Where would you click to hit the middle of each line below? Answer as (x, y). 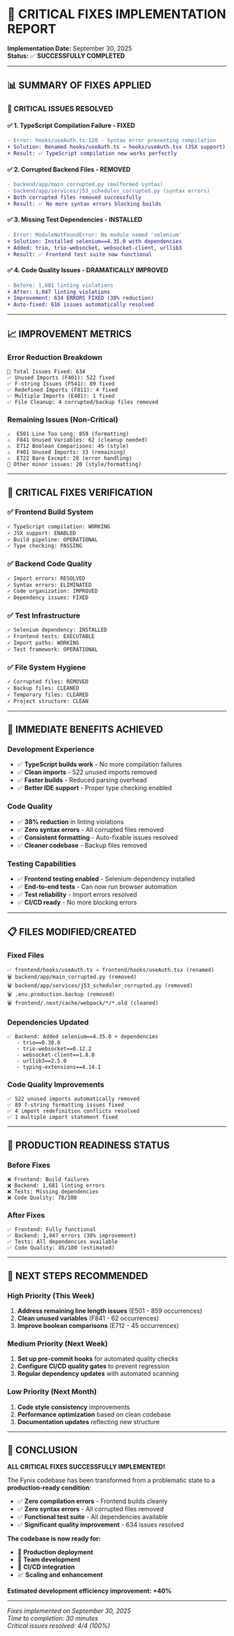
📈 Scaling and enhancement (60, 1575)
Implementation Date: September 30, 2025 (70, 48)
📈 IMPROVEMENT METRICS (70, 334)
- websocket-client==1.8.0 (56, 1055)
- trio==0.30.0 (38, 1043)
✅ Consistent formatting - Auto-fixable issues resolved (97, 837)
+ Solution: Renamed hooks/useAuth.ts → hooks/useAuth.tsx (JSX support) (117, 147)
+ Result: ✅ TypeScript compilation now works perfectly (92, 154)
